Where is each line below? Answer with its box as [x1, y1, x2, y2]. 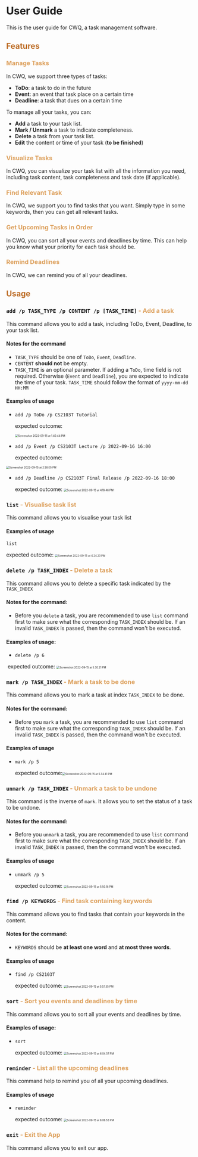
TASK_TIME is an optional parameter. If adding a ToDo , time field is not [14, 366, 181, 373]
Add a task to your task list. [14, 120, 82, 127]
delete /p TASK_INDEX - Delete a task [6, 566, 113, 574]
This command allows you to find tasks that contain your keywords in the [6, 910, 186, 917]
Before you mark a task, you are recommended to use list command [14, 718, 183, 725]
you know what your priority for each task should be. [6, 243, 136, 250]
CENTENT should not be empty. [14, 359, 88, 367]
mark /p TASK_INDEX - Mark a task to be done [6, 678, 136, 686]
